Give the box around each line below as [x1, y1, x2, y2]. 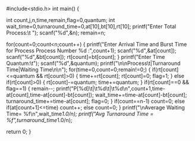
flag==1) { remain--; [6, 85, 55, 92]
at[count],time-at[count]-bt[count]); [6, 92, 94, 98]
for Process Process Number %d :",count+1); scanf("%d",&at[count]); [6, 47, 177, 54]
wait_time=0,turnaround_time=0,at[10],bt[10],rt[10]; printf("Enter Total [6, 23, 177, 30]
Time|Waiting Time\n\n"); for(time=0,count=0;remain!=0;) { [6, 66, 151, 73]
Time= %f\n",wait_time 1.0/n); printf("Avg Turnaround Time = [6, 110, 154, 117]
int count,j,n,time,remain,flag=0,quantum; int [6, 17, 115, 23]
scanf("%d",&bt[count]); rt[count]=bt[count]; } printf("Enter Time [6, 54, 165, 60]
